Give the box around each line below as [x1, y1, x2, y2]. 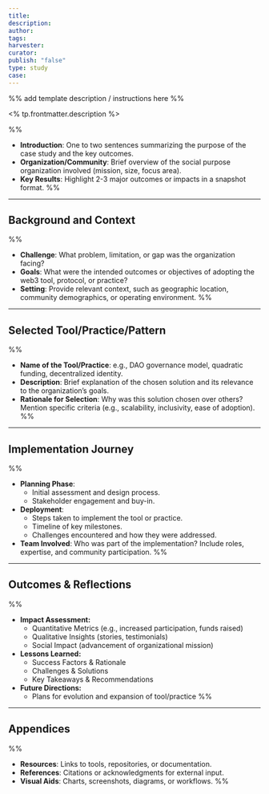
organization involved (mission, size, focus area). [19, 165, 182, 175]
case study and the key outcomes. [19, 148, 134, 158]
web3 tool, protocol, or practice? [19, 276, 128, 286]
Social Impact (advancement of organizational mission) [31, 640, 214, 650]
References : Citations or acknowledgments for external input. [19, 768, 224, 777]
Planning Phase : [19, 479, 76, 489]
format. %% [19, 182, 60, 192]
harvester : [8, 42, 45, 50]
